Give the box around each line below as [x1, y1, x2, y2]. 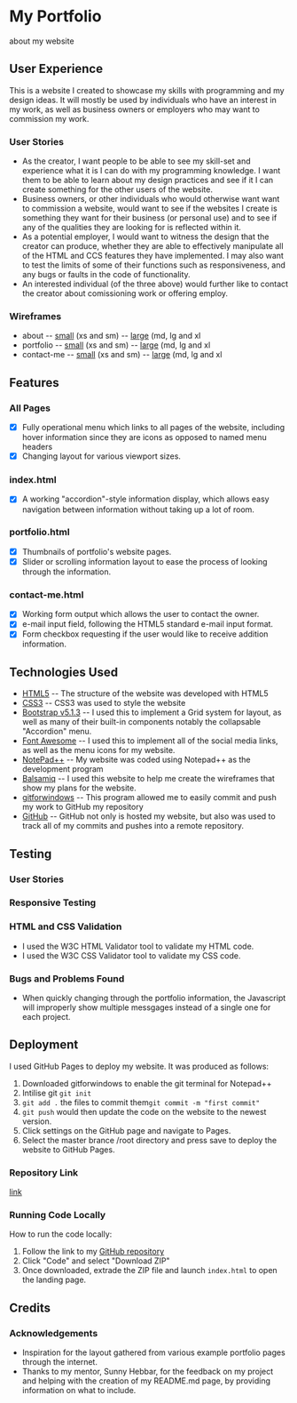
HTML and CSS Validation [9, 920, 122, 933]
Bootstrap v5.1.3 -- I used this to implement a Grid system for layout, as [21, 707, 282, 718]
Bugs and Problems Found [9, 972, 125, 984]
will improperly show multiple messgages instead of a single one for [21, 1002, 271, 1013]
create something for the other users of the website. [21, 184, 214, 195]
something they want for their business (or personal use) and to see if [21, 212, 277, 223]
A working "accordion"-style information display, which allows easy [21, 493, 270, 504]
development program [21, 764, 104, 774]
